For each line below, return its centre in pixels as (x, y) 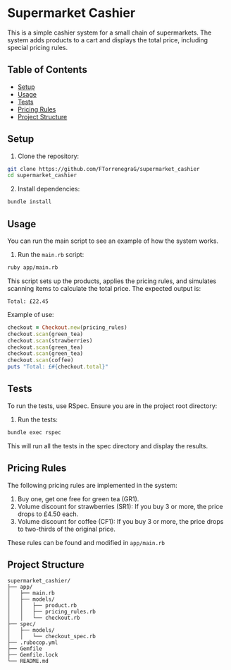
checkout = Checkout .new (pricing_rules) (68, 327)
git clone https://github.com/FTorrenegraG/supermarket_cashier (104, 169)
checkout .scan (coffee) (40, 360)
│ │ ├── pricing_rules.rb (52, 612)
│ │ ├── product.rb (42, 606)
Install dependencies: (49, 189)
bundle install (30, 202)
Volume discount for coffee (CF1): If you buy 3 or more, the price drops (120, 521)
